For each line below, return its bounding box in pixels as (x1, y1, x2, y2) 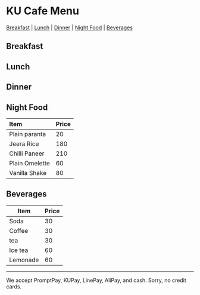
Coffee (9, 226, 29, 235)
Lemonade (9, 256, 39, 264)
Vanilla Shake (9, 168, 47, 177)
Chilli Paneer (9, 149, 45, 158)
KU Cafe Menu (6, 4, 79, 18)
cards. (6, 282, 22, 290)
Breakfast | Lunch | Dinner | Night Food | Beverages (6, 24, 133, 31)
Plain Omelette (9, 159, 51, 167)
